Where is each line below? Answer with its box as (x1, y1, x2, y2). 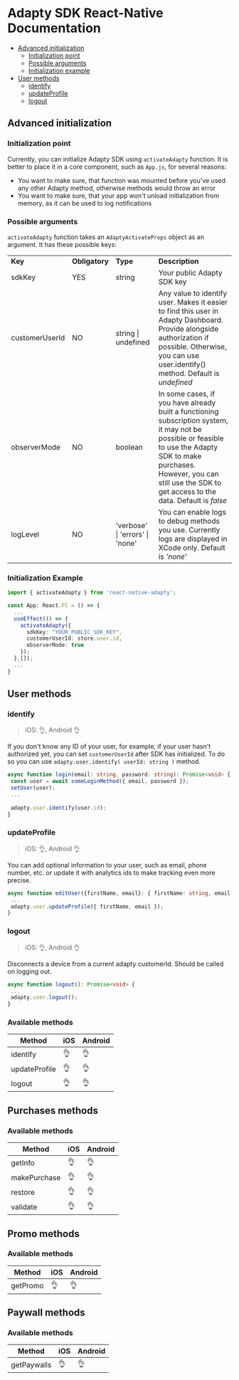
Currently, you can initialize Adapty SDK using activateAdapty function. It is (7, 154, 228, 163)
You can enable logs (158, 507, 226, 517)
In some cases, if (158, 389, 216, 399)
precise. (7, 875, 31, 884)
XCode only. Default (158, 542, 225, 552)
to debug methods (158, 516, 221, 526)
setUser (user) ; (10, 784, 55, 791)
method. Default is (158, 368, 220, 378)
